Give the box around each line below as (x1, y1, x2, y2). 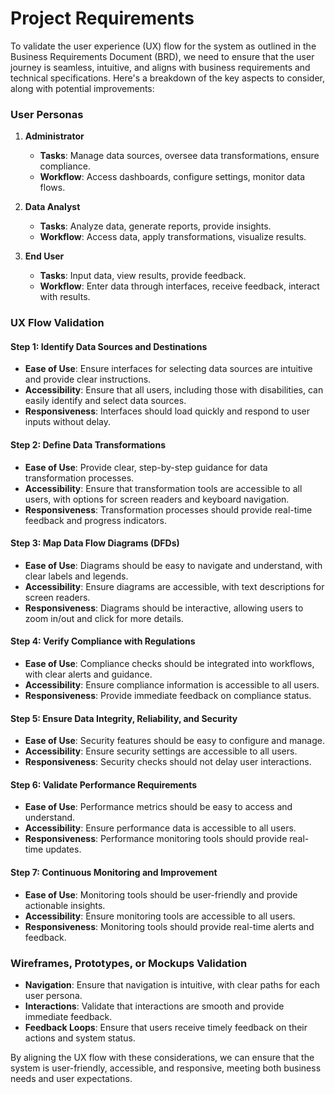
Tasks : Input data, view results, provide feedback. (39, 270, 247, 282)
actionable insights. (24, 899, 106, 911)
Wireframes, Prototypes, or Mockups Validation (10, 956, 248, 970)
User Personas (10, 107, 84, 121)
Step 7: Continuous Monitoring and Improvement (10, 866, 218, 878)
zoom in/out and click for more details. (24, 612, 184, 624)
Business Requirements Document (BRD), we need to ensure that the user (10, 50, 315, 62)
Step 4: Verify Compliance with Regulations (10, 635, 196, 647)
